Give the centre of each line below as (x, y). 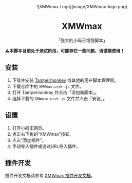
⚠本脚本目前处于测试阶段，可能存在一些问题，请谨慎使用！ (65, 51)
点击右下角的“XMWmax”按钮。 (43, 134)
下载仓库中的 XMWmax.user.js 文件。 (48, 86)
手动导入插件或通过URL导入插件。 (46, 146)
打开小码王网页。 (29, 128)
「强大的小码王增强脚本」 (82, 40)
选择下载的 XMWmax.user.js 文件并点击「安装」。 (59, 98)
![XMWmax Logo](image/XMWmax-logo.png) (82, 7)
